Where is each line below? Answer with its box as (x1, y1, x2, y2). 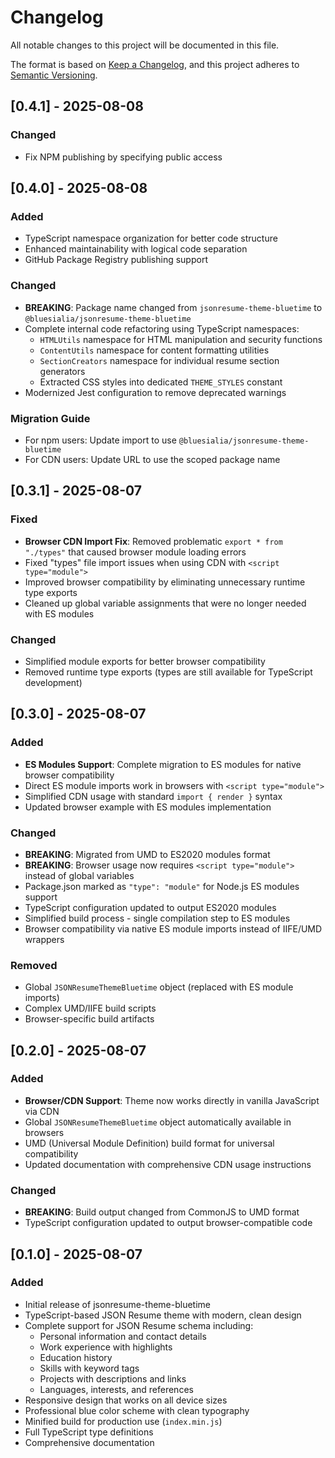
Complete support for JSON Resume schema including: (24, 1319, 254, 1331)
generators (39, 365, 86, 377)
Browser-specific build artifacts (24, 1013, 155, 1025)
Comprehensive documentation (24, 1436, 155, 1448)
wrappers (24, 933, 65, 945)
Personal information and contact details (39, 1330, 207, 1342)
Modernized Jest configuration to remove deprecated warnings (24, 386, 287, 398)
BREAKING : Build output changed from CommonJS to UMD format (24, 1206, 300, 1218)
